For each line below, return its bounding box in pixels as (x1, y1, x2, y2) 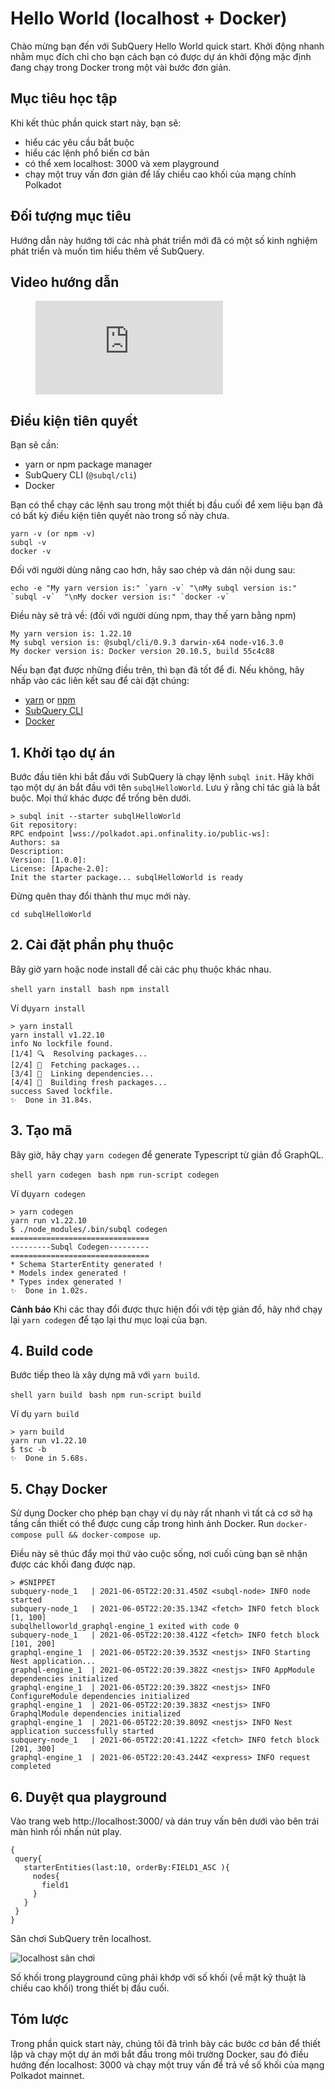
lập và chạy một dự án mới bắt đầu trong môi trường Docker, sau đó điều (10, 2048, 309, 2060)
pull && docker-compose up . (46, 1528, 162, 1541)
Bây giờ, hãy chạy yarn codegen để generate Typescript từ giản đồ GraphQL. (10, 1148, 325, 1161)
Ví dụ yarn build (10, 1408, 80, 1420)
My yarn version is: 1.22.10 (10, 629, 132, 639)
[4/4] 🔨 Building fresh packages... (10, 1077, 168, 1087)
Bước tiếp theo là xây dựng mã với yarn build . (10, 1369, 200, 1381)
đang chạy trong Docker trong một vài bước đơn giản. (10, 61, 232, 73)
